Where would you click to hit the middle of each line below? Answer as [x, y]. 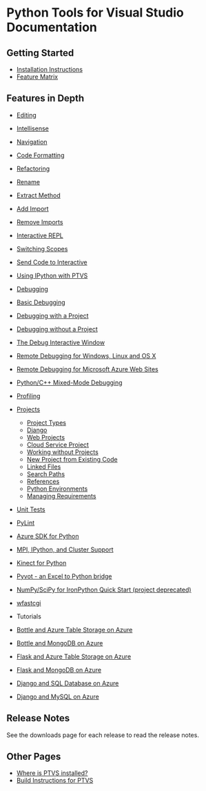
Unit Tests [31, 509]
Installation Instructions [50, 69]
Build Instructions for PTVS [55, 781]
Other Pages [34, 757]
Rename [28, 182]
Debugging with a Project [52, 315]
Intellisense [32, 128]
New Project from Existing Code [72, 459]
